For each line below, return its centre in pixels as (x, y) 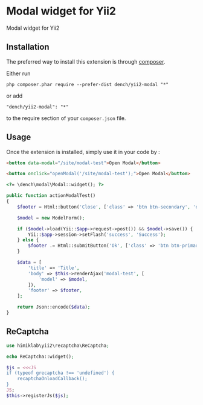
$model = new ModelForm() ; (51, 218)
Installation (28, 47)
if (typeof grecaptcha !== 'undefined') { (60, 373)
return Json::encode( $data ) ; (54, 307)
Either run (18, 73)
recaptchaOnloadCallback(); (52, 379)
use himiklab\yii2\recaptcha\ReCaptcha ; (58, 346)
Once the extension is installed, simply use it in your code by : (83, 152)
